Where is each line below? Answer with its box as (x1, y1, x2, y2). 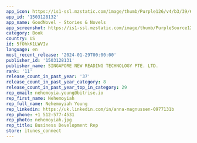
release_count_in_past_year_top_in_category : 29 (6, 85, 127, 90)
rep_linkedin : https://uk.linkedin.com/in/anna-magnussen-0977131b (6, 106, 175, 112)
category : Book (6, 30, 43, 36)
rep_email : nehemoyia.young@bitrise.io (6, 90, 104, 96)
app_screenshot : (6, 25, 46, 31)
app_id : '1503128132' (6, 14, 59, 20)
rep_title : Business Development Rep (6, 123, 98, 128)
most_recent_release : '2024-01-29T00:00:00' (6, 52, 117, 58)
